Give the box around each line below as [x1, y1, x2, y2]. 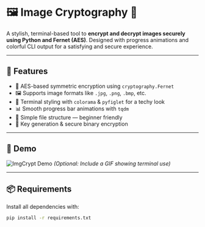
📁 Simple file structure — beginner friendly [15, 113, 123, 121]
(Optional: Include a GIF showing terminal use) [54, 160, 171, 167]
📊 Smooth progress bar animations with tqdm [15, 105, 129, 112]
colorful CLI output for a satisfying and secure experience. [6, 43, 154, 50]
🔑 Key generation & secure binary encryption [15, 120, 128, 128]
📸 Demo [6, 143, 37, 154]
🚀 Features [6, 66, 48, 77]
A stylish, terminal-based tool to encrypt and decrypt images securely [6, 29, 186, 37]
